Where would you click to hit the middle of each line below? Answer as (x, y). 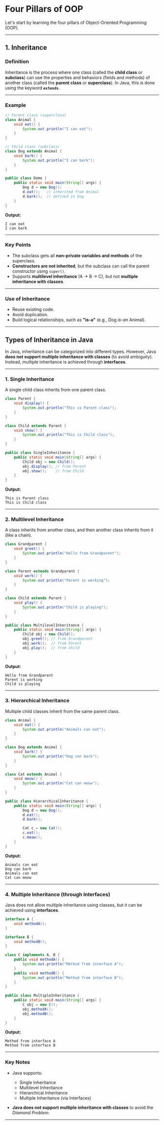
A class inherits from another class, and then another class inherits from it (79, 530)
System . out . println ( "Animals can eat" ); (64, 729)
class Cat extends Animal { (34, 774)
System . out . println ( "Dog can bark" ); (61, 756)
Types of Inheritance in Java (49, 340)
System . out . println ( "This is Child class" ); (69, 435)
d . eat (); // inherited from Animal (61, 192)
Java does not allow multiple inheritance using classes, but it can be (74, 905)
